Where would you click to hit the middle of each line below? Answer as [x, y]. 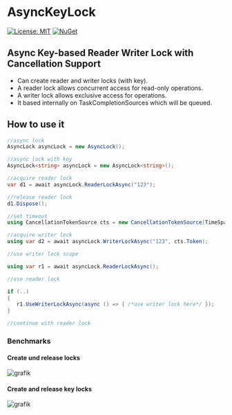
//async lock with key [40, 159]
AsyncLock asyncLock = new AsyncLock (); [66, 147]
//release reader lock [40, 197]
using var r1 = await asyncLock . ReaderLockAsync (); [83, 266]
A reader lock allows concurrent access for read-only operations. [110, 88]
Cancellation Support [54, 64]
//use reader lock [33, 279]
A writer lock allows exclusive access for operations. [92, 95]
